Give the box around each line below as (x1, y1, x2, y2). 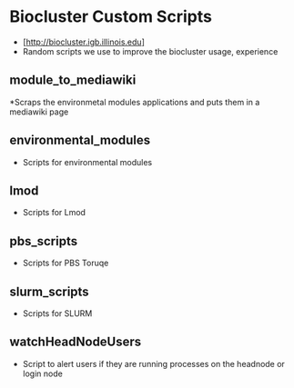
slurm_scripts (9, 284, 89, 299)
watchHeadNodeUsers (9, 334, 142, 350)
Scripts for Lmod (22, 207, 86, 218)
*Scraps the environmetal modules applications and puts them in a (9, 96, 260, 107)
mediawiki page (9, 106, 69, 117)
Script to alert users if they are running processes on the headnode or (22, 358, 285, 369)
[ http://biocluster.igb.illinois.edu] (22, 36, 146, 47)
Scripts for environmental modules (22, 156, 153, 167)
